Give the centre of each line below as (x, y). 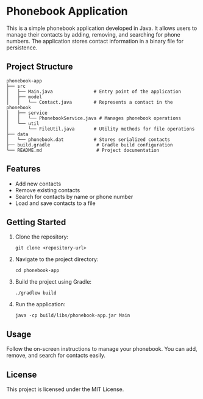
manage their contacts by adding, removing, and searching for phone (94, 34)
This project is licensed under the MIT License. (65, 389)
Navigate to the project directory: (57, 259)
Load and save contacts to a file (55, 203)
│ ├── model (24, 97)
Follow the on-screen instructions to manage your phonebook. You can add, (102, 349)
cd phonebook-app (37, 271)
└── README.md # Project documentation (83, 150)
